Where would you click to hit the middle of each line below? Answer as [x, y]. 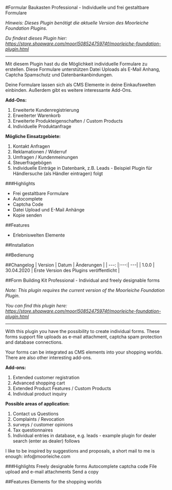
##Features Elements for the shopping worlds [53, 482]
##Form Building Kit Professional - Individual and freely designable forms [83, 280]
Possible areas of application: [38, 404]
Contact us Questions [36, 414]
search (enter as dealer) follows [46, 441]
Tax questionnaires [33, 430]
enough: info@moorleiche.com [38, 456]
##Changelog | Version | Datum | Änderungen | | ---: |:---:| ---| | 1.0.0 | [80, 265]
